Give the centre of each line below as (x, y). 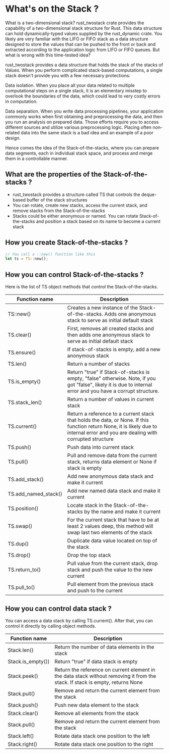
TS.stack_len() (25, 403)
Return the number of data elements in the (104, 647)
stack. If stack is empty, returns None (99, 682)
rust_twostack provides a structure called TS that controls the (76, 194)
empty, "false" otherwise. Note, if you (111, 378)
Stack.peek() (23, 676)
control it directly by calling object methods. (51, 626)
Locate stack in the (90, 506)
